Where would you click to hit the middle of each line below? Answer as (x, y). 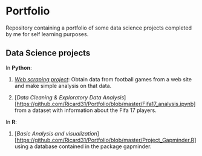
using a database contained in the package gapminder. (83, 146)
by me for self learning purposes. (47, 34)
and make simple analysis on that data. (63, 86)
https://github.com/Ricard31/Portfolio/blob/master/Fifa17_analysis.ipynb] (106, 104)
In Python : (19, 67)
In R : (11, 122)
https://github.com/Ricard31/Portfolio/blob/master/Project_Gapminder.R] (106, 140)
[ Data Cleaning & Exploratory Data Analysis (69, 97)
